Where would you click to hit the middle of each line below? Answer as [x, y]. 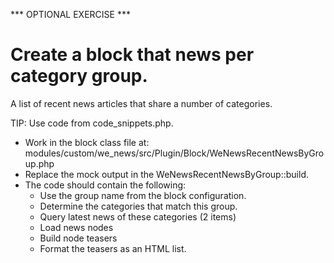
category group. [79, 76]
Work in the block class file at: [87, 142]
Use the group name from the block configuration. [143, 195]
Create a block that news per [132, 55]
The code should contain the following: [105, 185]
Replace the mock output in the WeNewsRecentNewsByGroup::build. [166, 174]
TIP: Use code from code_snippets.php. [92, 123]
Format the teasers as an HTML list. [113, 248]
